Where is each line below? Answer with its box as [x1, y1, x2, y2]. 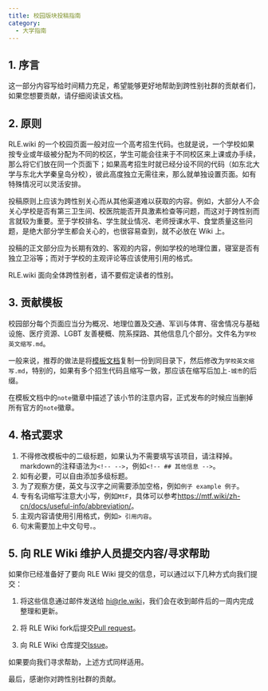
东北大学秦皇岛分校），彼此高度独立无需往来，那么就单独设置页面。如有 [22, 170, 257, 178]
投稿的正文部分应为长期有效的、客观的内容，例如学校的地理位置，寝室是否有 [8, 243, 260, 253]
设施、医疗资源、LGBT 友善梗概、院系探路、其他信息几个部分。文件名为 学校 [8, 329, 257, 338]
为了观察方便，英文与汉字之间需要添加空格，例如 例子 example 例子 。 [19, 481, 244, 490]
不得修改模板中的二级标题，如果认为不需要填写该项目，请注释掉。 [19, 451, 237, 461]
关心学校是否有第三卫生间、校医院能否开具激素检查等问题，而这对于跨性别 [8, 206, 253, 216]
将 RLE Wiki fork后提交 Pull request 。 [19, 623, 140, 633]
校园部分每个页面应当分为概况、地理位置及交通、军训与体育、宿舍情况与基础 [8, 318, 260, 328]
